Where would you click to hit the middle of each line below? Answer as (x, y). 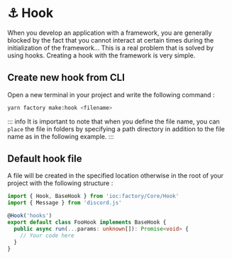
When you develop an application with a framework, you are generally (110, 33)
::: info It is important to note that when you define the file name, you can (114, 121)
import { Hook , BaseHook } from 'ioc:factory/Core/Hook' (93, 197)
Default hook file (45, 159)
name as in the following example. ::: (61, 136)
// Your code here (47, 236)
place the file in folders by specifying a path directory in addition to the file (116, 128)
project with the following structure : (60, 183)
